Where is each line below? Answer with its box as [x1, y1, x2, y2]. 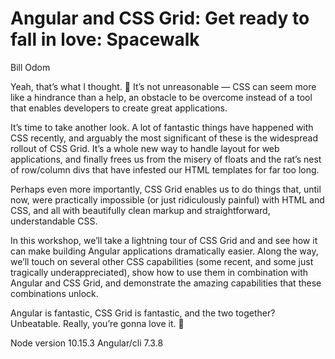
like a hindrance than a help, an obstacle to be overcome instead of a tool [10, 91, 313, 103]
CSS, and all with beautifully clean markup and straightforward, [10, 204, 271, 216]
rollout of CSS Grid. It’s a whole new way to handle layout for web [10, 142, 280, 154]
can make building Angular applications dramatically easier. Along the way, [10, 245, 319, 257]
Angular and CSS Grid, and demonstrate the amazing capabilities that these [10, 277, 322, 289]
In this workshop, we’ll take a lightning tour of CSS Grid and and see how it [10, 234, 318, 246]
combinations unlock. [10, 287, 99, 299]
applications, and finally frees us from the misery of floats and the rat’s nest [10, 153, 322, 165]
